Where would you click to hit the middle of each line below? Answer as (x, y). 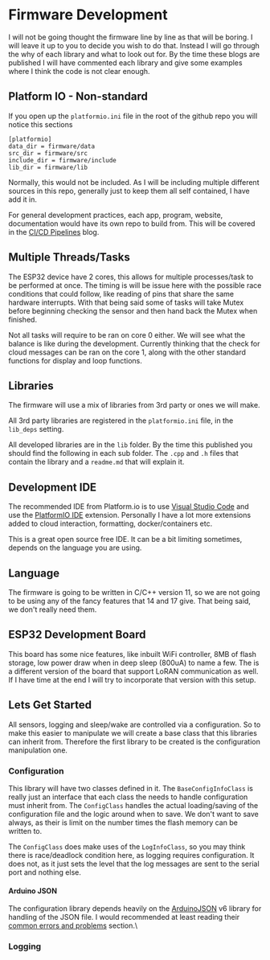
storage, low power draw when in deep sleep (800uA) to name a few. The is (134, 663)
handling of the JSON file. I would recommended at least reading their (124, 917)
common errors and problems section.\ (73, 925)
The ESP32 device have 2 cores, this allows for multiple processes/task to (131, 277)
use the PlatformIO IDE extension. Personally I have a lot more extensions (130, 515)
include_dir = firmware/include (62, 160)
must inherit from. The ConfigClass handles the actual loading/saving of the (133, 805)
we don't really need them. (53, 609)
